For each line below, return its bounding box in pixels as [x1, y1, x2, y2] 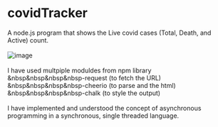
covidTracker [7, 5, 88, 21]
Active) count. [7, 35, 48, 44]
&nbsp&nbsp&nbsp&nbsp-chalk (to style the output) [7, 89, 161, 97]
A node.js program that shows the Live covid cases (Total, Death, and [7, 28, 212, 37]
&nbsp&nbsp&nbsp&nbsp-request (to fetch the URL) [7, 73, 162, 82]
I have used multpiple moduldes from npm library [7, 66, 152, 74]
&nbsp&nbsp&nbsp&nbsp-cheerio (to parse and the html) [7, 81, 176, 89]
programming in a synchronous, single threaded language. [7, 111, 180, 120]
